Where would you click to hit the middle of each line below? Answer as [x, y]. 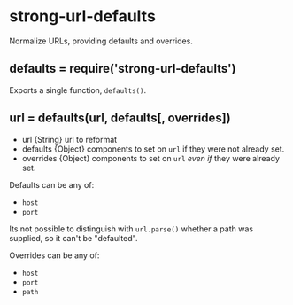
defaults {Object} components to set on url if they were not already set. [153, 149]
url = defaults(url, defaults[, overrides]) [120, 118]
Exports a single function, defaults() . [78, 90]
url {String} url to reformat [69, 139]
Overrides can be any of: [54, 255]
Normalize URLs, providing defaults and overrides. [101, 41]
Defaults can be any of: [52, 184]
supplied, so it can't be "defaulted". [73, 238]
